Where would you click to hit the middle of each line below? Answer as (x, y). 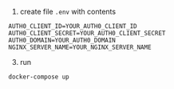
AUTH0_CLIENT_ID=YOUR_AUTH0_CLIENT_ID (73, 26)
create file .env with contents (68, 12)
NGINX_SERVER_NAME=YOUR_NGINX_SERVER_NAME (80, 47)
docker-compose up (39, 77)
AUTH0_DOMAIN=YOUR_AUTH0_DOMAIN (62, 40)
